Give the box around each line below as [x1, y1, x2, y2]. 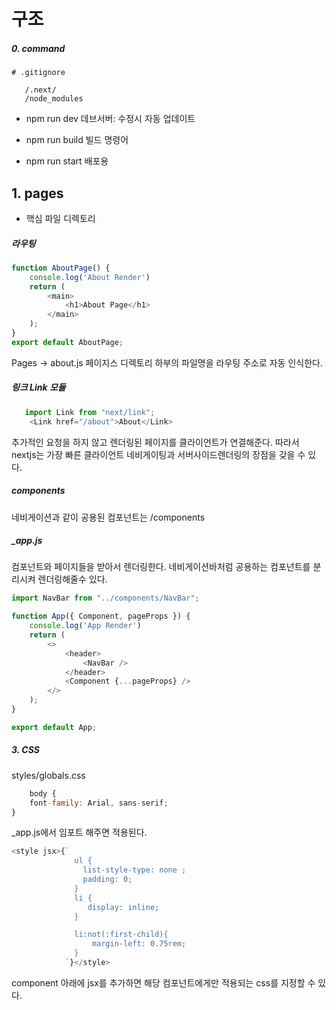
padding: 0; [82, 875, 133, 885]
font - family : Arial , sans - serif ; [29, 798, 169, 808]
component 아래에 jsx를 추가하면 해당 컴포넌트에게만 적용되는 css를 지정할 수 [11, 976, 316, 989]
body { [29, 788, 57, 799]
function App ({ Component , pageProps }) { [11, 611, 191, 622]
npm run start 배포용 [25, 155, 109, 167]
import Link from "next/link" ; [24, 407, 156, 417]
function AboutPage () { [11, 263, 111, 273]
